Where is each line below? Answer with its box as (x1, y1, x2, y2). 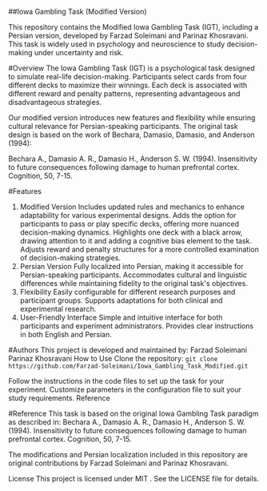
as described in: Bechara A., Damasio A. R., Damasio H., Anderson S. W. (8, 417, 245, 427)
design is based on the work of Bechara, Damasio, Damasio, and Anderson (8, 130, 256, 139)
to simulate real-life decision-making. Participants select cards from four (8, 72, 247, 81)
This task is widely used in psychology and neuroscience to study (8, 39, 225, 49)
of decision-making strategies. (19, 253, 122, 263)
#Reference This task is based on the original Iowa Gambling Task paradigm (8, 408, 259, 418)
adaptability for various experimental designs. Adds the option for (19, 211, 237, 219)
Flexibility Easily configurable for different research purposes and (19, 288, 236, 296)
